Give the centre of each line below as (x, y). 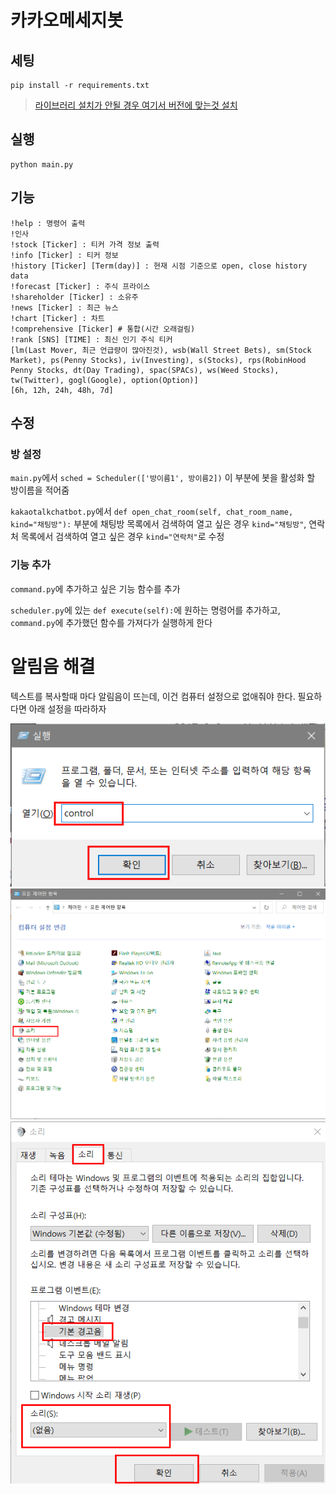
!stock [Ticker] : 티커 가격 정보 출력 (85, 244)
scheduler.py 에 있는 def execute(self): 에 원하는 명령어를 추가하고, (145, 610)
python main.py (42, 164)
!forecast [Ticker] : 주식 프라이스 (80, 286)
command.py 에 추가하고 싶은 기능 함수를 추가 (95, 588)
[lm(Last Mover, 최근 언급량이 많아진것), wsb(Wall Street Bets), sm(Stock (161, 350)
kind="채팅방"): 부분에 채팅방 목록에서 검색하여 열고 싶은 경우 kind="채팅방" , (158, 524)
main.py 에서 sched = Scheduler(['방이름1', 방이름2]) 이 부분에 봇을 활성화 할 (163, 478)
